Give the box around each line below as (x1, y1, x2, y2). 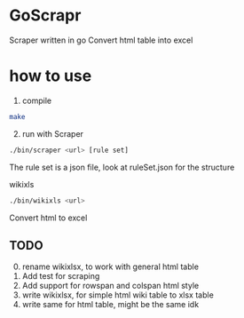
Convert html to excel (9, 212, 88, 223)
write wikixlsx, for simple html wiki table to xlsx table (21, 290, 215, 300)
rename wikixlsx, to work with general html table (21, 261, 200, 272)
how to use (9, 66, 92, 86)
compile (21, 95, 51, 106)
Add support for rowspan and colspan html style (21, 281, 200, 291)
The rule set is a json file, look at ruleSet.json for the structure (9, 162, 235, 172)
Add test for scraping (21, 271, 100, 282)
